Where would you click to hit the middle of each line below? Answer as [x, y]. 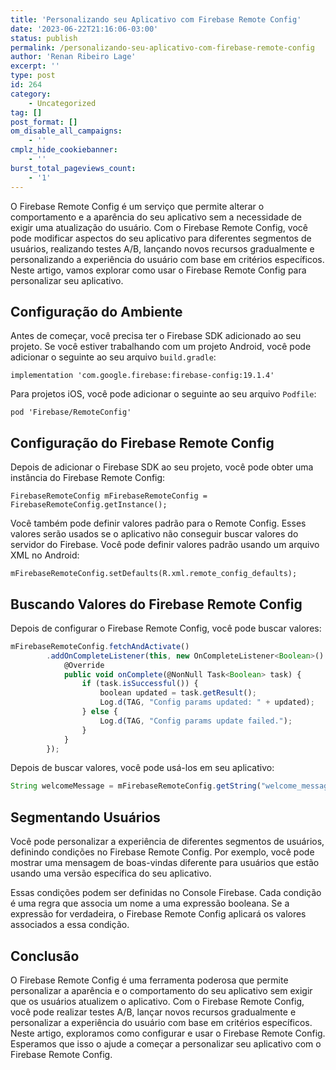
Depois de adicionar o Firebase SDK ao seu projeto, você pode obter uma [162, 467]
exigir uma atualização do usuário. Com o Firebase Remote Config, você [159, 227]
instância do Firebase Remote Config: [88, 478]
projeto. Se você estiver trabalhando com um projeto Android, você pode [161, 347]
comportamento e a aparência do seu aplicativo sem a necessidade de [156, 217]
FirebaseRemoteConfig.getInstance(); [89, 505]
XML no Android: [45, 555]
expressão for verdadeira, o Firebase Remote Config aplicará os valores [158, 914]
